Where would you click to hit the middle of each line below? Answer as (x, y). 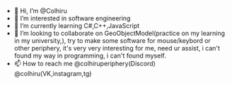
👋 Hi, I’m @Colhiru (40, 11)
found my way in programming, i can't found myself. (90, 55)
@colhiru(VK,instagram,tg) (53, 73)
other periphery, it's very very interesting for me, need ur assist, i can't (117, 48)
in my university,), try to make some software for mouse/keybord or (112, 41)
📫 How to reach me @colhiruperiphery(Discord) (85, 64)
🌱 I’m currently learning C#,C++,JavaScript (77, 26)
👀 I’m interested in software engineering (72, 18)
